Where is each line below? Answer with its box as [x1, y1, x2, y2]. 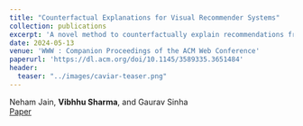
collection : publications [9, 22, 106, 31]
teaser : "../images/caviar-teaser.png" [17, 72, 168, 81]
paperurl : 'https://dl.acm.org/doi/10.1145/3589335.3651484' [9, 55, 244, 64]
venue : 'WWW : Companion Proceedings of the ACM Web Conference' [9, 47, 260, 56]
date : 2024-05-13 [9, 38, 75, 48]
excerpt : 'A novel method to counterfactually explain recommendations [9, 30, 284, 39]
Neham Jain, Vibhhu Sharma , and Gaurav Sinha [9, 96, 188, 107]
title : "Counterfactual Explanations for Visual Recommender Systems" [9, 13, 280, 22]
